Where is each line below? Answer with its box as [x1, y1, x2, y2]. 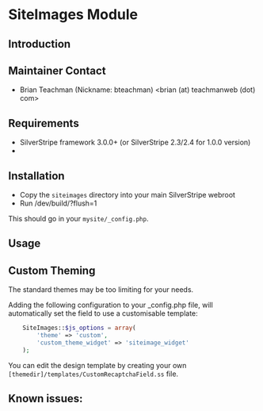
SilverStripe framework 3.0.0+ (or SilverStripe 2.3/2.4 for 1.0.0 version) [19, 137, 251, 148]
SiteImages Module [8, 6, 139, 24]
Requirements [8, 117, 79, 130]
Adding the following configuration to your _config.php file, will [8, 300, 214, 310]
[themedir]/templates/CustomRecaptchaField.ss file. [8, 369, 179, 378]
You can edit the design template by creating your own [8, 360, 187, 370]
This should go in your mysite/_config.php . [8, 214, 149, 224]
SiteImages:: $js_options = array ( [22, 324, 136, 332]
